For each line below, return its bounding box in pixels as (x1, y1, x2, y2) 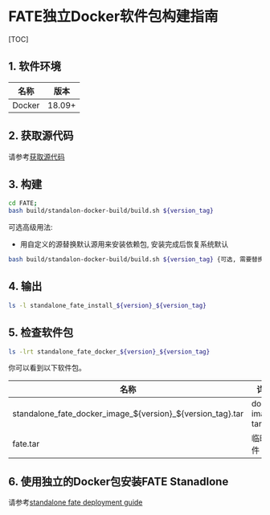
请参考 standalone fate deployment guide (8, 497, 143, 507)
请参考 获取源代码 (8, 152, 65, 161)
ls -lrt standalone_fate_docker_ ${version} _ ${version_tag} (8, 347, 211, 356)
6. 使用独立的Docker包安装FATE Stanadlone (8, 475, 229, 488)
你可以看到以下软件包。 (8, 363, 86, 373)
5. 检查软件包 (8, 326, 74, 340)
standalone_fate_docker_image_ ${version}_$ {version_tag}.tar (12, 408, 243, 419)
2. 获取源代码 (8, 129, 74, 143)
